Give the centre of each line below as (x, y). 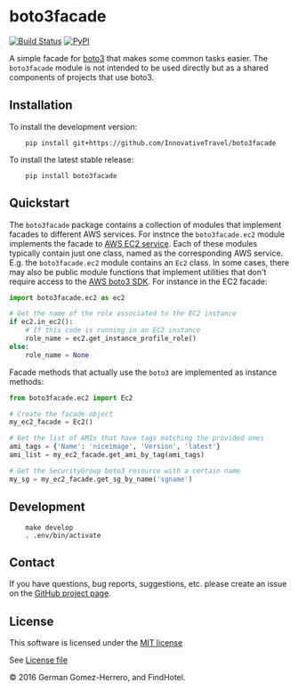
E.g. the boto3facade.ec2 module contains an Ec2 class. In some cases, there (149, 262)
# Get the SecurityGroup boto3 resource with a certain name (125, 471)
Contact (32, 562)
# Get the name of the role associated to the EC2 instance (123, 313)
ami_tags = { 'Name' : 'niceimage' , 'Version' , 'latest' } (115, 447)
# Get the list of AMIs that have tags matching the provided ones (137, 438)
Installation (41, 106)
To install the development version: (73, 126)
